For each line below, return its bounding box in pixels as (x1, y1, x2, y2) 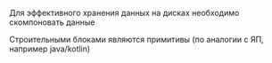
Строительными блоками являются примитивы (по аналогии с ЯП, (9, 35, 265, 44)
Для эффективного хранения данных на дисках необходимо (9, 8, 240, 18)
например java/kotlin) (9, 43, 91, 54)
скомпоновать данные (9, 17, 95, 28)
